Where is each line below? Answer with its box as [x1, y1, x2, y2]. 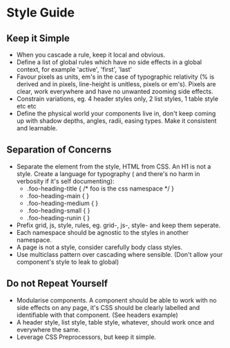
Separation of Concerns [6, 144, 112, 156]
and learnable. [16, 124, 58, 132]
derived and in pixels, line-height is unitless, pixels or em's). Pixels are [16, 80, 216, 88]
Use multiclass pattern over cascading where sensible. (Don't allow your [16, 250, 223, 258]
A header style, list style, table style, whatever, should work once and [16, 318, 215, 326]
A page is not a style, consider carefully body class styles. [16, 243, 183, 251]
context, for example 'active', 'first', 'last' [16, 66, 133, 73]
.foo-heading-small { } [26, 206, 90, 215]
